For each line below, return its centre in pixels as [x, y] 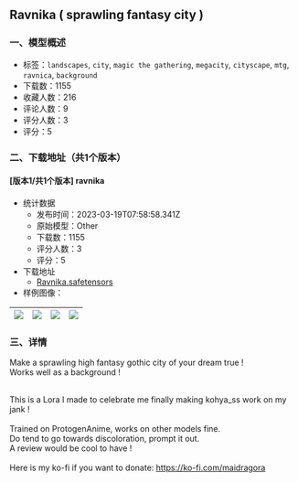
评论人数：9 [45, 108]
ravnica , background [60, 75]
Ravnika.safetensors [74, 282]
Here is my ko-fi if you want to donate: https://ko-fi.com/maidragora [138, 468]
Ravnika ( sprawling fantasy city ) [106, 15]
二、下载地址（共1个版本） [68, 157]
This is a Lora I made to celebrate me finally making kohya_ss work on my [148, 400]
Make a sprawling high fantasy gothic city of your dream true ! [127, 363]
